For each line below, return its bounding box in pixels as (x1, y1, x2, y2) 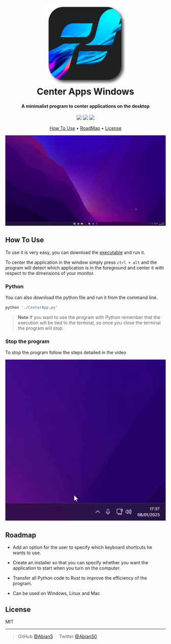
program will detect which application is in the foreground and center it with (5, 264, 164, 271)
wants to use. (12, 550, 41, 556)
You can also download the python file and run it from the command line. (5, 294, 158, 301)
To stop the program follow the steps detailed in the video (5, 350, 126, 356)
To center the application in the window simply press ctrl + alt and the (5, 259, 157, 265)
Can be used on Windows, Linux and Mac (12, 590, 100, 596)
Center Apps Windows (36, 86, 135, 98)
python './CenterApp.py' (5, 305, 58, 310)
